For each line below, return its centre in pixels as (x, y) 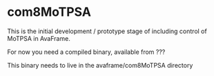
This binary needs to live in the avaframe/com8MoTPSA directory (100, 65)
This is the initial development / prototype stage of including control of (107, 31)
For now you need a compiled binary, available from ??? (86, 52)
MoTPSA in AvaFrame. (39, 38)
